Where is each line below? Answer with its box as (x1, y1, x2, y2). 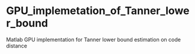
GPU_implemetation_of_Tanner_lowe (6, 4, 190, 18)
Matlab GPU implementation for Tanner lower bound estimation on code (6, 36, 181, 43)
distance (6, 42, 28, 49)
